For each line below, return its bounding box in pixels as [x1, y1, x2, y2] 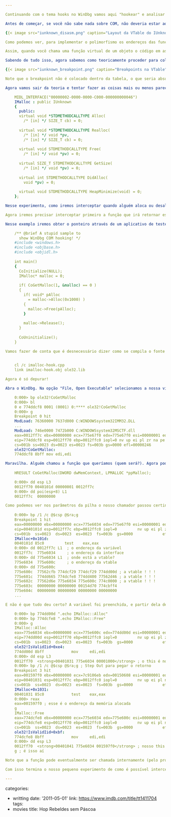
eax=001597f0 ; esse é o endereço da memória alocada [14, 701, 131, 707]
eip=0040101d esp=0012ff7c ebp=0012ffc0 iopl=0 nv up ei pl [14, 526, 163, 532]
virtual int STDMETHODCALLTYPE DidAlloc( [18, 175, 108, 180]
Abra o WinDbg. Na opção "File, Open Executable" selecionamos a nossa [5, 386, 160, 391]
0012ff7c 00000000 [14, 494, 56, 499]
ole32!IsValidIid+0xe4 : [14, 644, 65, 650]
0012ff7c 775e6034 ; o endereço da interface [14, 550, 124, 555]
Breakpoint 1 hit [14, 517, 51, 522]
